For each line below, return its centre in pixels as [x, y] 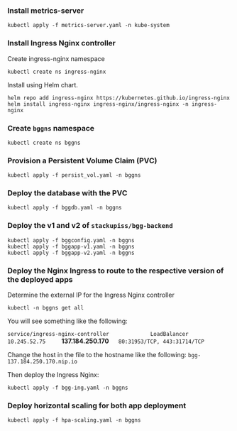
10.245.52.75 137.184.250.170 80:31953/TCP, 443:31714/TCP [106, 341]
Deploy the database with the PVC [67, 193]
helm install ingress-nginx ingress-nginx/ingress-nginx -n [98, 104]
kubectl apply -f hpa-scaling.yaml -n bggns [74, 420]
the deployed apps [40, 279]
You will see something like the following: [67, 321]
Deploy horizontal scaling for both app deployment [97, 405]
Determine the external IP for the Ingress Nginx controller [91, 295]
